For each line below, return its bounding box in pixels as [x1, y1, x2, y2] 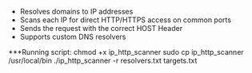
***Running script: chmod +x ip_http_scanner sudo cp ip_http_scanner [8, 48, 244, 56]
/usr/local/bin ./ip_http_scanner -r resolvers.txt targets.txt [8, 56, 198, 65]
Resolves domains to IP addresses [19, 7, 134, 16]
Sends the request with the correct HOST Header [19, 24, 182, 33]
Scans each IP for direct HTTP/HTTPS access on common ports [19, 15, 232, 25]
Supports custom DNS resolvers [19, 32, 126, 41]
